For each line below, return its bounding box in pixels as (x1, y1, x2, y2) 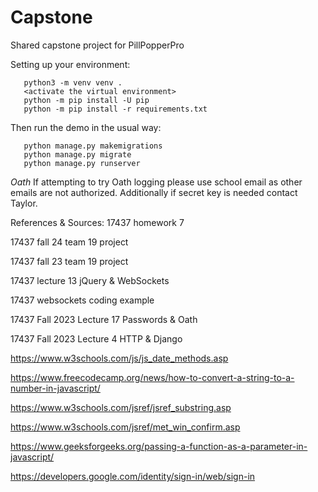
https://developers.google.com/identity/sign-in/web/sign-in (10, 470, 256, 482)
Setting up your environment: (10, 58, 131, 70)
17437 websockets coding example (10, 294, 155, 306)
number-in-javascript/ (10, 382, 101, 394)
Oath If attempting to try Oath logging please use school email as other (10, 176, 303, 188)
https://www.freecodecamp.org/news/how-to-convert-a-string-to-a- (10, 371, 295, 383)
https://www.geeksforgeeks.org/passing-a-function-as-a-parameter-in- (10, 440, 308, 452)
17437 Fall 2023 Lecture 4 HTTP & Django (10, 332, 183, 345)
